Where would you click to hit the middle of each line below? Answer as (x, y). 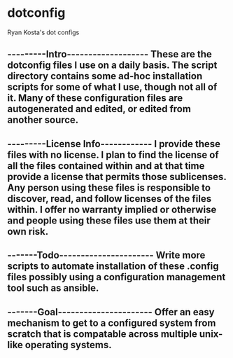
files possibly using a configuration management (116, 277)
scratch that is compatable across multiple (103, 334)
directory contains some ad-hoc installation (105, 76)
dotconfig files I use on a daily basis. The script (112, 66)
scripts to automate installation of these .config (113, 267)
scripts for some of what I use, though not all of (112, 87)
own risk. (28, 232)
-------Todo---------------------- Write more (106, 255)
